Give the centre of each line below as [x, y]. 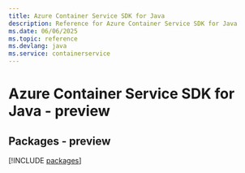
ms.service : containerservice [60, 54]
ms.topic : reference [43, 39]
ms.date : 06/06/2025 [43, 31]
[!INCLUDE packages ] [45, 160]
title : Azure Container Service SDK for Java [86, 16]
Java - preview [60, 111]
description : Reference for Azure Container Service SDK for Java [123, 24]
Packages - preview [60, 141]
